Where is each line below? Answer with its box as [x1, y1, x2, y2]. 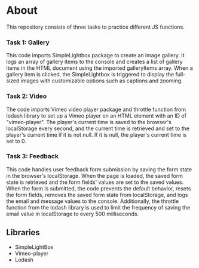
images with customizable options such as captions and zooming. [20, 77, 183, 84]
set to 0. [6, 137, 27, 144]
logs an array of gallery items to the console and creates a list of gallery [6, 58, 183, 66]
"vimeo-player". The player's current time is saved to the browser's [6, 118, 172, 125]
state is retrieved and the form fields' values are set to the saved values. [6, 178, 184, 186]
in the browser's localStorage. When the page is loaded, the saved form [6, 172, 183, 179]
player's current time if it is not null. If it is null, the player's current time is [6, 131, 187, 138]
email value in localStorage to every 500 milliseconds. [6, 210, 139, 217]
